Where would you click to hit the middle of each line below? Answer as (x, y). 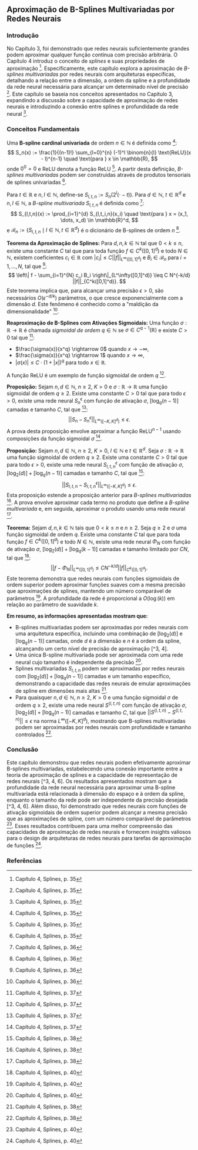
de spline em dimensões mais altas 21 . (61, 690)
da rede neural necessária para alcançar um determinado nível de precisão (98, 87)
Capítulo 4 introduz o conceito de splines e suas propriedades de (86, 61)
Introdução (23, 36)
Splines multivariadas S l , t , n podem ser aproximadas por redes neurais (100, 669)
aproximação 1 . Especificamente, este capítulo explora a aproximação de (95, 68)
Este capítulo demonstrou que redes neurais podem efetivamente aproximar (99, 762)
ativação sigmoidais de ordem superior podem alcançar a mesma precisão (97, 812)
